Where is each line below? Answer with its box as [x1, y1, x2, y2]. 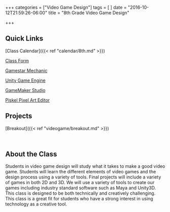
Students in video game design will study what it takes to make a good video [5, 163, 165, 169]
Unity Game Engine [5, 77, 46, 83]
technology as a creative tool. [5, 201, 67, 207]
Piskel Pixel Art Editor [5, 97, 50, 103]
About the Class [5, 150, 57, 159]
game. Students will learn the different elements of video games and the [5, 169, 156, 175]
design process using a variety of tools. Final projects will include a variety [5, 174, 161, 180]
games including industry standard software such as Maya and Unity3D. [5, 185, 156, 191]
